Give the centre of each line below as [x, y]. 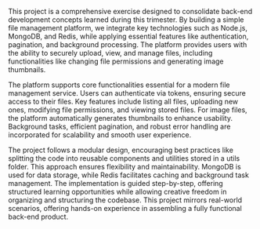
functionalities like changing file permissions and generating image [116, 61]
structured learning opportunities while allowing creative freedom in [117, 192]
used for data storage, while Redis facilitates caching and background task [128, 175]
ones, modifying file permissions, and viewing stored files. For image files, [128, 110]
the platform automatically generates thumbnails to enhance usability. [121, 118]
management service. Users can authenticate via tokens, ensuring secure [127, 93]
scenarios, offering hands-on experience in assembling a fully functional [125, 208]
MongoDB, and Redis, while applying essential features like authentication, [128, 36]
